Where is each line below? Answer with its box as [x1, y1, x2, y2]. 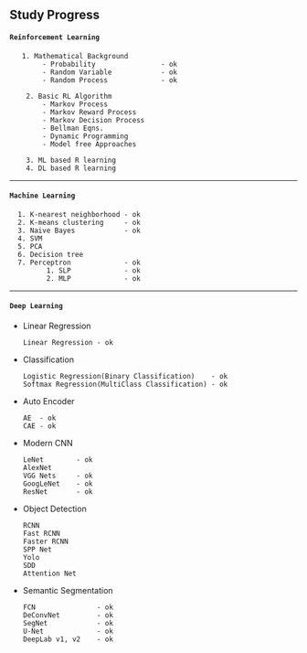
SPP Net [22, 545, 52, 554]
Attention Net [22, 569, 77, 578]
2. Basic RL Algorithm [26, 91, 112, 101]
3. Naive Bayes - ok [17, 226, 142, 235]
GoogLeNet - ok [22, 479, 93, 488]
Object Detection [22, 503, 87, 514]
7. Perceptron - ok [17, 258, 142, 267]
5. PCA [17, 241, 43, 251]
